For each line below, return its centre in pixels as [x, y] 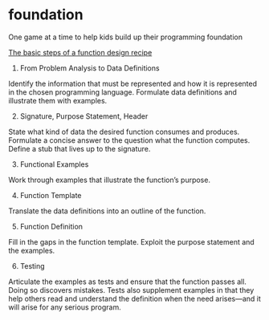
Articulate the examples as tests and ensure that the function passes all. [128, 282]
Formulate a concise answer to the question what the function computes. [129, 140]
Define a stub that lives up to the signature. [79, 148]
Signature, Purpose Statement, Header [84, 116]
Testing [33, 265]
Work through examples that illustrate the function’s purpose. [110, 180]
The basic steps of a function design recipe [80, 52]
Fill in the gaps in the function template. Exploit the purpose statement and [131, 241]
